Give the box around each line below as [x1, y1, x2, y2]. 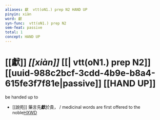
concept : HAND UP [5, 35, 40, 40]
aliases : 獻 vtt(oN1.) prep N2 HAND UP [5, 7, 88, 12]
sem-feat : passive [5, 25, 42, 30]
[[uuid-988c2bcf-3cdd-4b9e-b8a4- [5, 68, 156, 79]
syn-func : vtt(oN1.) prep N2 [5, 20, 67, 26]
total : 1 [5, 30, 23, 35]
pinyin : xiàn [5, 12, 32, 17]
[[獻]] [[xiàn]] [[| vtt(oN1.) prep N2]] [5, 57, 151, 68]
